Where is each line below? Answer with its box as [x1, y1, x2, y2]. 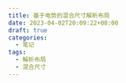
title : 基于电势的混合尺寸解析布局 [8, 11, 110, 20]
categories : [8, 33, 48, 42]
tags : [8, 48, 26, 56]
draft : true [8, 26, 48, 34]
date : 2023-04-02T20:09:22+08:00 [8, 19, 119, 27]
